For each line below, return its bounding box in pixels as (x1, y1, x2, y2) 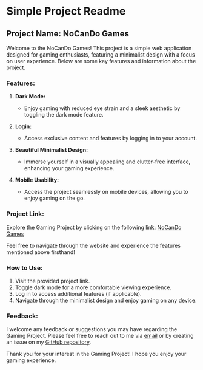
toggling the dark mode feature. (24, 111, 104, 118)
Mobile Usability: (15, 176, 59, 183)
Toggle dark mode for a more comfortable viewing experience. (15, 284, 171, 291)
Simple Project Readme (6, 4, 126, 18)
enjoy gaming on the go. (24, 194, 85, 202)
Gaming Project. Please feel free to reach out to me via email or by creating (6, 332, 194, 340)
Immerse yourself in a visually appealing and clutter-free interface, (24, 158, 191, 165)
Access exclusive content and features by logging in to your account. (24, 135, 197, 142)
